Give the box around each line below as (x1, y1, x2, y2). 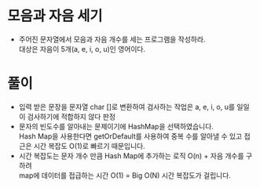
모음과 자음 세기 (7, 7, 103, 25)
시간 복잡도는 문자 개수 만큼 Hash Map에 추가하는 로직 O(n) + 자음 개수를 (18, 150, 244, 161)
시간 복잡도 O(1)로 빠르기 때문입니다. (33, 141, 146, 150)
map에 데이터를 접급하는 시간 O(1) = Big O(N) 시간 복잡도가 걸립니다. (18, 170, 231, 180)
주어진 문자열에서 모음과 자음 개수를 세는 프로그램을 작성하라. (18, 34, 206, 44)
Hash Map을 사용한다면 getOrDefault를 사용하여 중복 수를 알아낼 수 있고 (18, 131, 243, 141)
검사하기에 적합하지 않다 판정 (27, 111, 115, 121)
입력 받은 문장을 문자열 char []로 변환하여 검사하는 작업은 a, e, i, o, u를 (18, 102, 236, 111)
